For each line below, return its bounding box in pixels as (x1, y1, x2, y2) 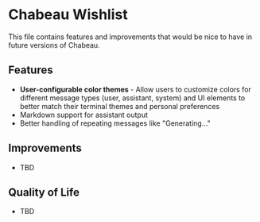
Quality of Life (8, 185, 80, 199)
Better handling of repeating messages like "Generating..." (19, 118, 211, 128)
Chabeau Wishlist (8, 6, 129, 24)
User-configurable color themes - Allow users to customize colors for (19, 84, 252, 94)
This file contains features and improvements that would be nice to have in (8, 32, 253, 41)
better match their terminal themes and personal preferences (19, 101, 220, 111)
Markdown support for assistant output (19, 110, 149, 119)
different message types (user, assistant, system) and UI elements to (19, 93, 246, 103)
